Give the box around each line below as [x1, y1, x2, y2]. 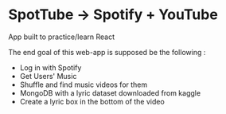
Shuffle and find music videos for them [19, 80, 148, 89]
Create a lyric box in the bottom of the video [19, 96, 165, 106]
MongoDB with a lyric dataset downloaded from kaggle [19, 88, 201, 97]
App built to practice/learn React [8, 32, 115, 41]
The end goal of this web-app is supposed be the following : [8, 47, 206, 57]
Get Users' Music [19, 71, 77, 81]
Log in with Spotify [19, 62, 82, 73]
